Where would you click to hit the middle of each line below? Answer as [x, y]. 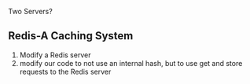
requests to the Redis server [65, 71]
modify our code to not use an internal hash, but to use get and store [131, 63]
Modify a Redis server [55, 55]
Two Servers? [30, 11]
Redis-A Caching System [71, 36]
